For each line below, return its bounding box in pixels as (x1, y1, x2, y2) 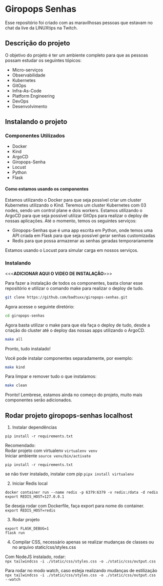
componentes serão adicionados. (5, 397, 72, 403)
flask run (5, 531, 25, 535)
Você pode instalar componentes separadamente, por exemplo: (5, 355, 133, 361)
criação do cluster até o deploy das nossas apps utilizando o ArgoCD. (5, 327, 145, 333)
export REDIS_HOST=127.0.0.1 (5, 494, 64, 499)
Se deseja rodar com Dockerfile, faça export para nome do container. (5, 503, 145, 509)
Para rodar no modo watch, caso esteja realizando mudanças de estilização (5, 568, 158, 574)
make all (5, 337, 23, 342)
